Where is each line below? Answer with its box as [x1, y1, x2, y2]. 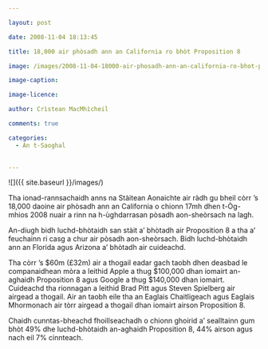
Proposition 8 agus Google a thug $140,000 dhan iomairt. [36, 275, 225, 284]
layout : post [8, 18, 52, 26]
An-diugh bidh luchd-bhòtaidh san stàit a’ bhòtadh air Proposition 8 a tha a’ [8, 225, 256, 236]
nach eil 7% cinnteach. [8, 333, 84, 343]
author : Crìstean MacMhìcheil [8, 105, 109, 113]
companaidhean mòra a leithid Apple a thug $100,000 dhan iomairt [8, 267, 228, 276]
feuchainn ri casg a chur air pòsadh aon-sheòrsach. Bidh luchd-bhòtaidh [8, 234, 248, 244]
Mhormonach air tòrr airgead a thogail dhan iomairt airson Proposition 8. [8, 300, 246, 310]
